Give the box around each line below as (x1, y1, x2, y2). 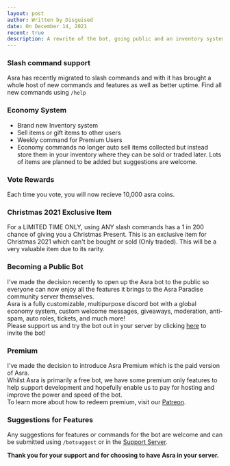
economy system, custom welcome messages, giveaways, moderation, (7, 307, 209, 315)
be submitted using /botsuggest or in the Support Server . (7, 438, 168, 446)
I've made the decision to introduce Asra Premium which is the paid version (7, 361, 220, 369)
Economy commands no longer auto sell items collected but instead (16, 143, 209, 151)
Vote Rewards (7, 174, 55, 184)
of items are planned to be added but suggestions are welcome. (16, 157, 198, 165)
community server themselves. (7, 292, 94, 301)
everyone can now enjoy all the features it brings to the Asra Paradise (7, 285, 203, 293)
